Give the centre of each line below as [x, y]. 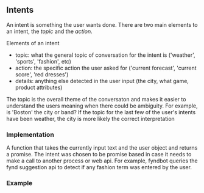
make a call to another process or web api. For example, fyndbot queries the [102, 161]
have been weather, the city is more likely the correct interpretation [90, 118]
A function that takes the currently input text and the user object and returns [102, 148]
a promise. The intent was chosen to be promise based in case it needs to [99, 155]
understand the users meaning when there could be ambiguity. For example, [102, 106]
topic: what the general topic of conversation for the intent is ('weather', [105, 55]
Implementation [30, 134]
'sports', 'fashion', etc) [43, 61]
